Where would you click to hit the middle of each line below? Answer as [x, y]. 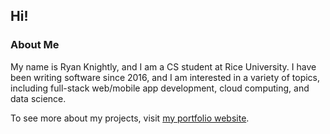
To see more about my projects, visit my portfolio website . [130, 118]
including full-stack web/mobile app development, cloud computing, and [160, 88]
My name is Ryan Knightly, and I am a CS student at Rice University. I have [163, 66]
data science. [38, 98]
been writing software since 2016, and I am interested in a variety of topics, [165, 77]
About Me [35, 45]
